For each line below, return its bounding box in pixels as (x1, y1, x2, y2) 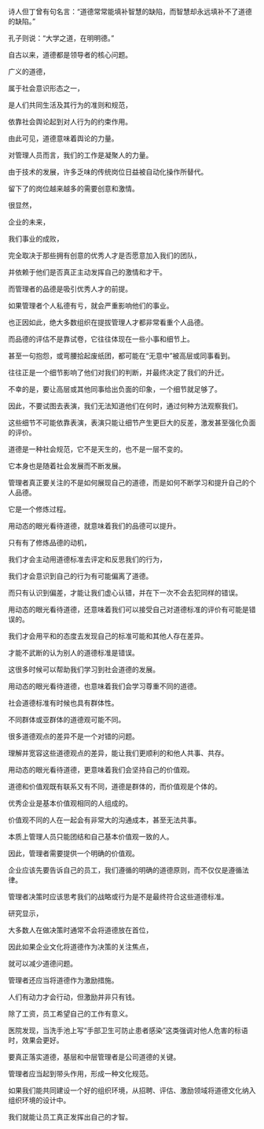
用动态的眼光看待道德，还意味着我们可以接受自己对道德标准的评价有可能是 (8, 605, 249, 614)
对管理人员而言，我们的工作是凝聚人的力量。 (8, 150, 153, 160)
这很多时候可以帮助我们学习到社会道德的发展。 (8, 665, 159, 674)
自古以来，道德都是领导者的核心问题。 (8, 50, 132, 59)
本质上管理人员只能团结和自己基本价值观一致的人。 (8, 832, 174, 841)
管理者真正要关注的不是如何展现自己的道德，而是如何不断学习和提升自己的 (8, 478, 249, 487)
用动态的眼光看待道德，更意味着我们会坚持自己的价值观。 (8, 766, 194, 774)
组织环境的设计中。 (8, 1096, 71, 1105)
